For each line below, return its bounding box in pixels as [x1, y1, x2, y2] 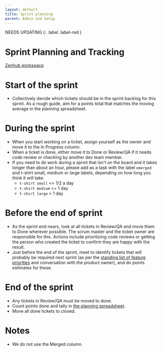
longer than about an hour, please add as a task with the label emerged [12, 165, 152, 170]
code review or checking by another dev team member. [12, 154, 123, 160]
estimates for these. [12, 265, 52, 271]
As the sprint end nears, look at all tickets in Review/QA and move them [12, 224, 155, 230]
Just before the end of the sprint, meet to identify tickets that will [12, 250, 142, 255]
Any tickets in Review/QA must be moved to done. [12, 298, 113, 304]
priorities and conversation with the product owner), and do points [12, 260, 145, 266]
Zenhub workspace [5, 63, 44, 68]
